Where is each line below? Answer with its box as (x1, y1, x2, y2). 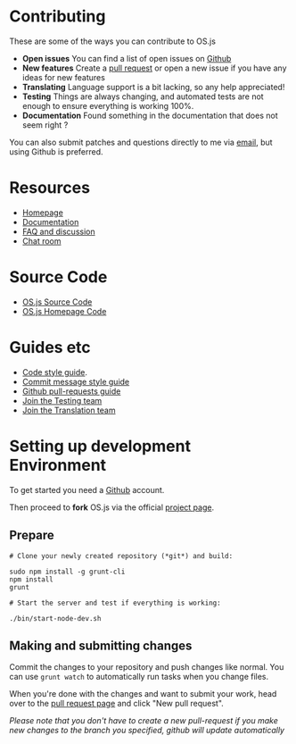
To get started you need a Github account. (9, 484, 165, 495)
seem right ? (21, 119, 69, 130)
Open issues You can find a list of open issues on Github (21, 53, 232, 63)
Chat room (21, 235, 62, 247)
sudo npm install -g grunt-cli (9, 567, 126, 576)
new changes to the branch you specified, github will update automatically (9, 725, 285, 736)
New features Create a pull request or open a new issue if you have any (21, 63, 287, 73)
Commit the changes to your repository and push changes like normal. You (9, 662, 284, 673)
